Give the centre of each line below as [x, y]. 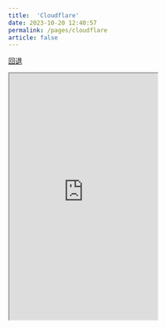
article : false [33, 37]
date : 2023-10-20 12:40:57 [53, 23]
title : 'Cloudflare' [44, 15]
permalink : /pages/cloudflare [58, 30]
